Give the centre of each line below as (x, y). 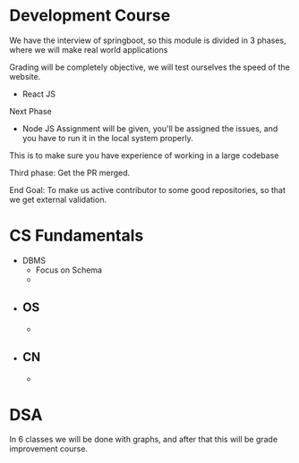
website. (25, 76)
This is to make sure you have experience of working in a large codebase (144, 155)
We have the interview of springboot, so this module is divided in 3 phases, (148, 40)
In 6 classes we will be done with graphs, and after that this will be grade (144, 440)
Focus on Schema (69, 270)
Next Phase (30, 111)
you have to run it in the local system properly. (108, 138)
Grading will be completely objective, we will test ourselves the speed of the (150, 67)
